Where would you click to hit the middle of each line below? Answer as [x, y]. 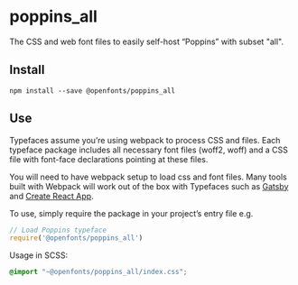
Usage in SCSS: [39, 255]
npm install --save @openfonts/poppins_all [93, 91]
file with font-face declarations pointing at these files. [109, 159]
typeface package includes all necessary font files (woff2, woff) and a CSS [149, 150]
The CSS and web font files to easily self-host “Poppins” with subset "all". [147, 41]
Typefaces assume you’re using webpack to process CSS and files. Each [145, 140]
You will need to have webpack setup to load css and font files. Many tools [148, 177]
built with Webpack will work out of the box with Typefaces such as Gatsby [149, 186]
